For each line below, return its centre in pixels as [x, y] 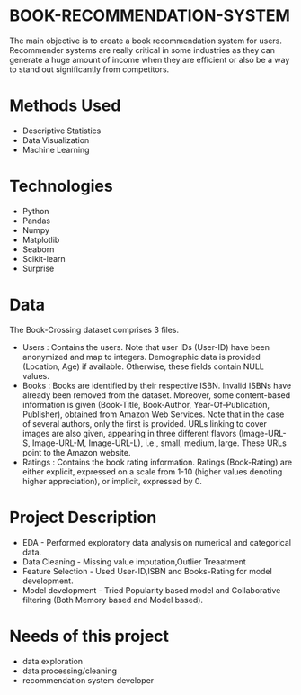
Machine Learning [56, 149]
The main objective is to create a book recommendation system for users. [146, 41]
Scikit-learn [44, 258]
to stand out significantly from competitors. [89, 69]
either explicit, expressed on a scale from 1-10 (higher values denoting [152, 471]
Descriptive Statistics [62, 131]
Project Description [83, 517]
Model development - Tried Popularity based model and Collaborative [151, 590]
